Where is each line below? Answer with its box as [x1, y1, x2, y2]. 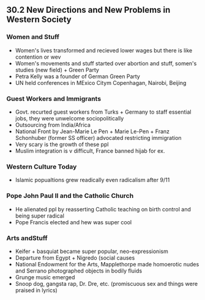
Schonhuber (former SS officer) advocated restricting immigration [15, 134, 182, 141]
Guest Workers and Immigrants [6, 94, 102, 103]
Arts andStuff [6, 233, 48, 242]
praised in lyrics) [15, 287, 58, 294]
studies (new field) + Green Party [15, 66, 100, 73]
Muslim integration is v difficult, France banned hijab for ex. [15, 147, 165, 155]
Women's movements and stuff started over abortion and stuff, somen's [15, 59, 197, 67]
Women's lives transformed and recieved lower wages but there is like [15, 46, 193, 54]
